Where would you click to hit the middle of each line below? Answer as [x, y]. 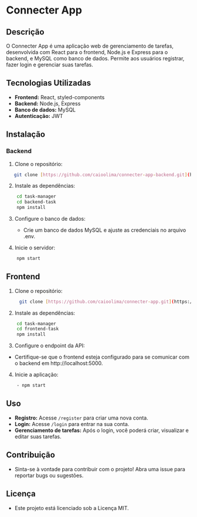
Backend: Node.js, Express [47, 103]
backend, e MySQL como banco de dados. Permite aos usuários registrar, [95, 58]
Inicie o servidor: [35, 248]
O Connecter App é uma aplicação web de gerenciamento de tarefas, [90, 46]
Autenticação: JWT [39, 116]
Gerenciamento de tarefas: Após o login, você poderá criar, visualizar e [102, 430]
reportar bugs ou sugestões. [49, 475]
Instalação [26, 135]
